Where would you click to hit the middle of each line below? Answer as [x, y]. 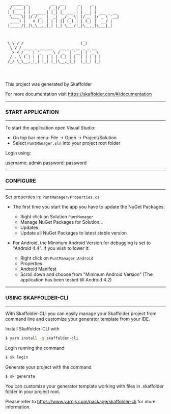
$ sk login [17, 357]
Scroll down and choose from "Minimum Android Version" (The [86, 274]
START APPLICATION [32, 112]
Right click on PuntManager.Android [57, 258]
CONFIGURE [21, 181]
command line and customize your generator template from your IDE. [78, 319]
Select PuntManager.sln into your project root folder [66, 143]
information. [18, 407]
